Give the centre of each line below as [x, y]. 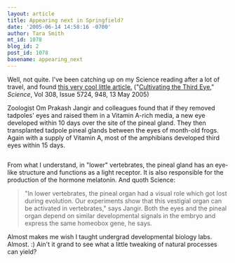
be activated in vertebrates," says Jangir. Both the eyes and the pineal [125, 208]
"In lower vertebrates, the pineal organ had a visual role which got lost [126, 193]
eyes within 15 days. [36, 145]
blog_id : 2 [23, 46]
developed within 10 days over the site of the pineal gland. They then [107, 123]
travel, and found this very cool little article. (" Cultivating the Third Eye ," [111, 87]
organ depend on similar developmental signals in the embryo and [120, 215]
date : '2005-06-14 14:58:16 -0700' [59, 27]
